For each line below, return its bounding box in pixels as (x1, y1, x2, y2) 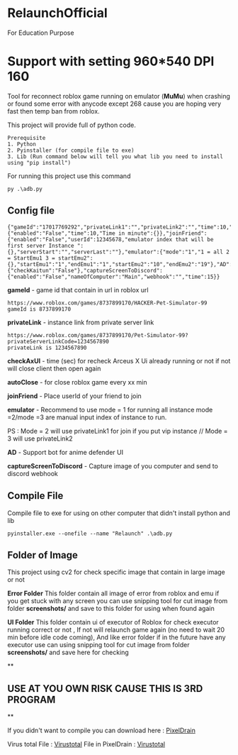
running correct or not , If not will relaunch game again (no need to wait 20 (7, 626, 225, 634)
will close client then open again (7, 364, 101, 373)
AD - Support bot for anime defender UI (7, 448, 124, 456)
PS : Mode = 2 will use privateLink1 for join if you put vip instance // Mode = (7, 426, 228, 435)
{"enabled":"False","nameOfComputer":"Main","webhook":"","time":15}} (7, 273, 220, 280)
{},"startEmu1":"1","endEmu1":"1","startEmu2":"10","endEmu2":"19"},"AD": (7, 260, 233, 268)
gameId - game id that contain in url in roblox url (7, 285, 149, 294)
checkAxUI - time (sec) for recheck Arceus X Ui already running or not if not (7, 356, 231, 365)
